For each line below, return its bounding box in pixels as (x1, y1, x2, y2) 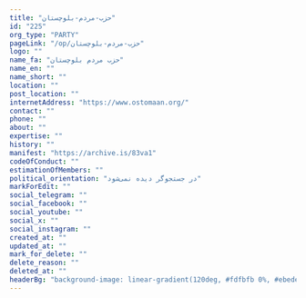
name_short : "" (9, 73, 67, 82)
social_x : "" (9, 215, 59, 225)
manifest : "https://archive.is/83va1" (9, 148, 157, 157)
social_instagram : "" (9, 224, 92, 233)
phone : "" (9, 114, 47, 124)
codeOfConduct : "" (9, 156, 79, 166)
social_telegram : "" (9, 191, 88, 200)
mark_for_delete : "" (9, 250, 88, 259)
